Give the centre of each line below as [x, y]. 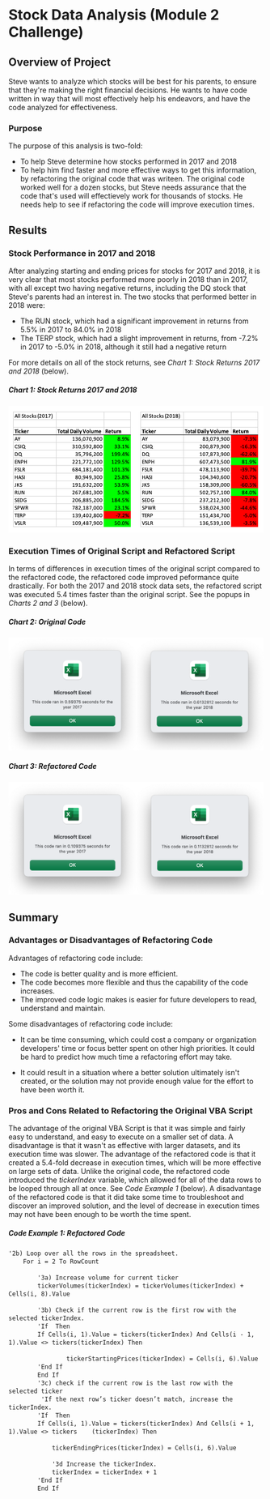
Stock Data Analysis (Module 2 [114, 15]
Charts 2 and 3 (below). [48, 603]
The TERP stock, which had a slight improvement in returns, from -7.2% [139, 338]
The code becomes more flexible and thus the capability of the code [134, 982]
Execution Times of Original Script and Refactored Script [122, 551]
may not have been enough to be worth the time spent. [100, 1215]
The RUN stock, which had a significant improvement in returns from [134, 321]
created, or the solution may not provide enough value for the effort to [137, 1081]
